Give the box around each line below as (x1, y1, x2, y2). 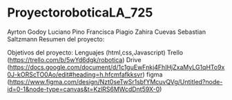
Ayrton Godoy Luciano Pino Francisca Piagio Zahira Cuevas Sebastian (7, 28, 206, 36)
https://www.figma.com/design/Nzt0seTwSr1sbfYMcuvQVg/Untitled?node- (9, 77, 223, 86)
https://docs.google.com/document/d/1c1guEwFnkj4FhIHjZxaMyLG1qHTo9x (9, 63, 225, 71)
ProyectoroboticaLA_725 (7, 5, 153, 21)
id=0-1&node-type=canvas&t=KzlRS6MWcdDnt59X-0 (7, 85, 160, 93)
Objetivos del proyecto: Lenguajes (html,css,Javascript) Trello (7, 48, 184, 57)
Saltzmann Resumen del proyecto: (7, 34, 105, 43)
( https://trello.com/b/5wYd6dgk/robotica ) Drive (7, 55, 142, 63)
